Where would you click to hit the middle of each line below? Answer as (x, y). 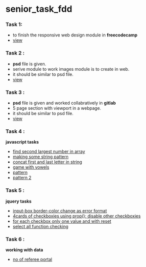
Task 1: (14, 25)
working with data (24, 250)
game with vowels (31, 167)
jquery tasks (19, 201)
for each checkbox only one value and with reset (62, 221)
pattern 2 (22, 178)
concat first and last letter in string (47, 162)
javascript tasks (22, 142)
